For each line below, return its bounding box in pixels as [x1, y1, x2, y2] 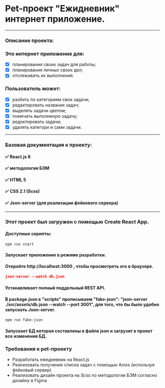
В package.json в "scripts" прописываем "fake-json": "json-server [5, 296, 148, 302]
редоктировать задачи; [12, 119, 61, 125]
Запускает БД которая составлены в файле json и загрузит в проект [5, 328, 153, 334]
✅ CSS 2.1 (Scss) [5, 188, 40, 194]
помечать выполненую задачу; [12, 113, 78, 119]
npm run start [5, 242, 34, 247]
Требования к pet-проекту [5, 345, 72, 352]
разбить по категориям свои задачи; [12, 97, 90, 102]
